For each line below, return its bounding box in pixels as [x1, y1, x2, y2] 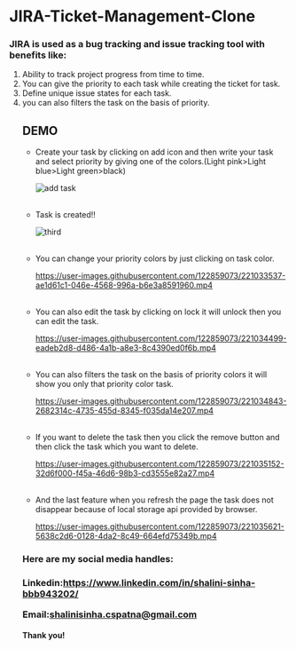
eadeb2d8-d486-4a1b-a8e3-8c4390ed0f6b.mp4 [35, 343, 217, 353]
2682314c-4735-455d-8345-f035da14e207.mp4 [35, 406, 214, 416]
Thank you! [21, 630, 66, 641]
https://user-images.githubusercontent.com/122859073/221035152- [35, 459, 285, 470]
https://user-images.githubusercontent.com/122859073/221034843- [35, 396, 287, 407]
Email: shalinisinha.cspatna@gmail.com [21, 608, 198, 621]
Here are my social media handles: [21, 553, 175, 566]
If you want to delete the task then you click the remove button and [35, 432, 281, 443]
